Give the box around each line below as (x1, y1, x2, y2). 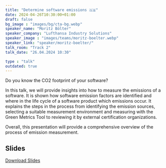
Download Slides (5, 157, 40, 163)
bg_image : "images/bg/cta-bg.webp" (5, 21, 82, 27)
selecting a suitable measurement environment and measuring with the (5, 109, 153, 115)
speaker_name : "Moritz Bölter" (5, 26, 71, 31)
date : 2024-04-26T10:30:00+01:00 (5, 12, 76, 17)
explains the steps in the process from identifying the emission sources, (5, 103, 155, 109)
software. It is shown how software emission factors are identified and (5, 93, 152, 99)
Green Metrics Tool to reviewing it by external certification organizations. (5, 114, 157, 120)
